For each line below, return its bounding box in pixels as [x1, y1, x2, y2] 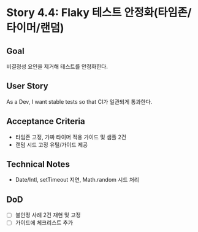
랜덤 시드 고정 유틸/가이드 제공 [15, 141, 88, 148]
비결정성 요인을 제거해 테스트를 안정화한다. [6, 63, 109, 70]
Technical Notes [6, 159, 70, 169]
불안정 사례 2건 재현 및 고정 [15, 211, 81, 218]
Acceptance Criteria [6, 116, 85, 126]
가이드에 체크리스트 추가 [15, 219, 74, 226]
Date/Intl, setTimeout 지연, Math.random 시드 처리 [15, 176, 140, 184]
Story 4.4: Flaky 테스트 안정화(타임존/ [6, 6, 192, 20]
